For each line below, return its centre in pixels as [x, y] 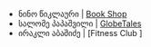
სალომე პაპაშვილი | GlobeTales [80, 23]
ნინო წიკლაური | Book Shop [72, 14]
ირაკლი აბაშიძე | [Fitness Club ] [80, 33]
